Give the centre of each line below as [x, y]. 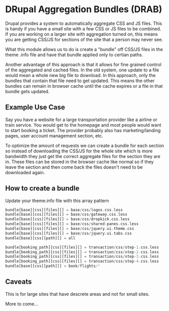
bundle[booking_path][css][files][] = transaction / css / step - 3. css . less [82, 257]
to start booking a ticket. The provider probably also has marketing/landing [83, 130]
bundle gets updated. [27, 91]
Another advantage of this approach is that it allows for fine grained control [83, 64]
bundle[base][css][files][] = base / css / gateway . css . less [66, 215]
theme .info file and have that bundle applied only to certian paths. [74, 55]
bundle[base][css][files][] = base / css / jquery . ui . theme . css [70, 229]
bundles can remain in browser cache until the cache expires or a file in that [84, 86]
